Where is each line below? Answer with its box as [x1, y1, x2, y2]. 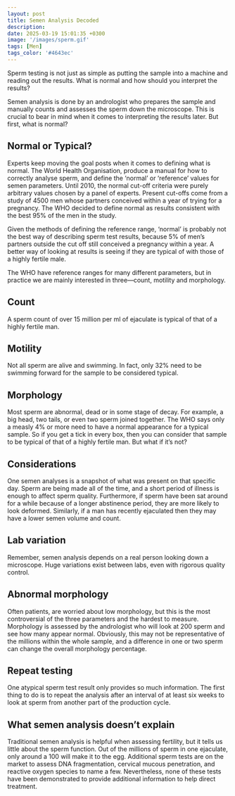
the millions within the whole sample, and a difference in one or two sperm [7, 637, 223, 646]
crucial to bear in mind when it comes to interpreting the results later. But [7, 112, 219, 120]
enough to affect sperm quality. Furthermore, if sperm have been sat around [7, 492, 229, 500]
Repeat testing [7, 665, 73, 676]
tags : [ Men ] [7, 43, 42, 50]
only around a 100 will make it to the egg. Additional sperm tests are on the [7, 752, 224, 761]
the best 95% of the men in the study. [7, 211, 118, 219]
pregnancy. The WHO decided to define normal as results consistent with [7, 203, 220, 212]
